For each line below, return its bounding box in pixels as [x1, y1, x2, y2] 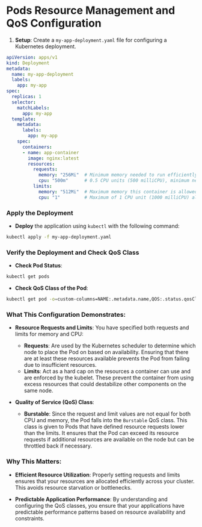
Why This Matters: [6, 457, 62, 466]
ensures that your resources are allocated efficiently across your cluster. [14, 477, 195, 485]
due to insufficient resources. [23, 361, 97, 369]
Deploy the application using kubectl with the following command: [14, 222, 180, 229]
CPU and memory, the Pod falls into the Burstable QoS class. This [23, 417, 188, 424]
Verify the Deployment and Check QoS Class [6, 248, 139, 257]
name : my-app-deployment [11, 71, 74, 77]
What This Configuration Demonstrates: [6, 310, 126, 319]
